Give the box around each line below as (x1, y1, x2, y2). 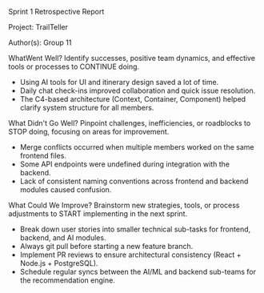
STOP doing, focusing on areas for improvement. (8, 127, 170, 136)
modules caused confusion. (19, 185, 112, 195)
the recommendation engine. (19, 275, 116, 285)
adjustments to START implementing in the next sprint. (8, 209, 188, 219)
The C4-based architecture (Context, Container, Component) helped (19, 94, 246, 103)
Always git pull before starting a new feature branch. (19, 242, 194, 251)
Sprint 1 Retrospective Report (8, 7, 105, 16)
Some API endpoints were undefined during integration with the (19, 159, 230, 169)
